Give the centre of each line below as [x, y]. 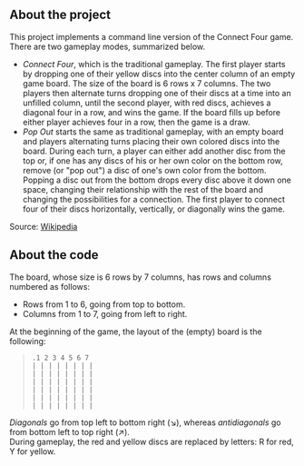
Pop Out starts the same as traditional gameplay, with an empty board [153, 132]
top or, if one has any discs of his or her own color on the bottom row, [152, 160]
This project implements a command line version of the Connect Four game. [152, 36]
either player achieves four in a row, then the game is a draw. [136, 122]
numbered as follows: [50, 286]
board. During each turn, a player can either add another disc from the [154, 151]
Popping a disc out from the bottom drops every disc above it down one [157, 180]
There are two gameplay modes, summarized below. [108, 46]
